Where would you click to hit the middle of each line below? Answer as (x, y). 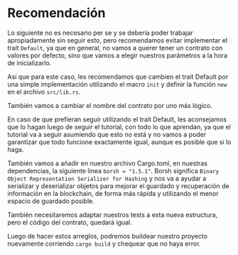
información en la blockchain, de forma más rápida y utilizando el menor (113, 193)
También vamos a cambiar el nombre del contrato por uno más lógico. (110, 105)
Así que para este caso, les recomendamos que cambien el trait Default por (118, 77)
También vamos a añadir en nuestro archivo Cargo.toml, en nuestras (108, 163)
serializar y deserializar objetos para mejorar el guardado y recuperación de (118, 185)
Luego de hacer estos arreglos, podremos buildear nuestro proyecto (108, 236)
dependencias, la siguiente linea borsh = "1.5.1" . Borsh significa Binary (113, 170)
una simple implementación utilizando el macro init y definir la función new (117, 84)
